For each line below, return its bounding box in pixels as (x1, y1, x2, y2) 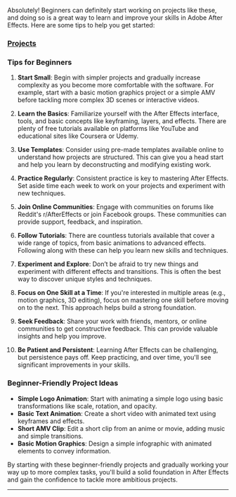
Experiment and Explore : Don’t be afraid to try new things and (17, 260, 199, 268)
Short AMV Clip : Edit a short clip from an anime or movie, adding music (17, 424, 225, 432)
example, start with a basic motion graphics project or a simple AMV (17, 88, 216, 97)
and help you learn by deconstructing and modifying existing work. (17, 161, 212, 169)
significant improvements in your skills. (17, 360, 131, 369)
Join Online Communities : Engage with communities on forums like (17, 203, 214, 211)
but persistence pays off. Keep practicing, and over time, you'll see (17, 353, 211, 362)
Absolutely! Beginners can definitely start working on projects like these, (7, 6, 217, 14)
